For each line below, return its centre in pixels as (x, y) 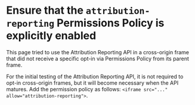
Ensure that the (45, 10)
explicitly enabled (51, 36)
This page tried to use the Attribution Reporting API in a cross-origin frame (98, 52)
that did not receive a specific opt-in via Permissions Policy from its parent (98, 58)
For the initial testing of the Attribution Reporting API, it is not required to (95, 76)
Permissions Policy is (110, 23)
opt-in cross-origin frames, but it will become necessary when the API (92, 83)
